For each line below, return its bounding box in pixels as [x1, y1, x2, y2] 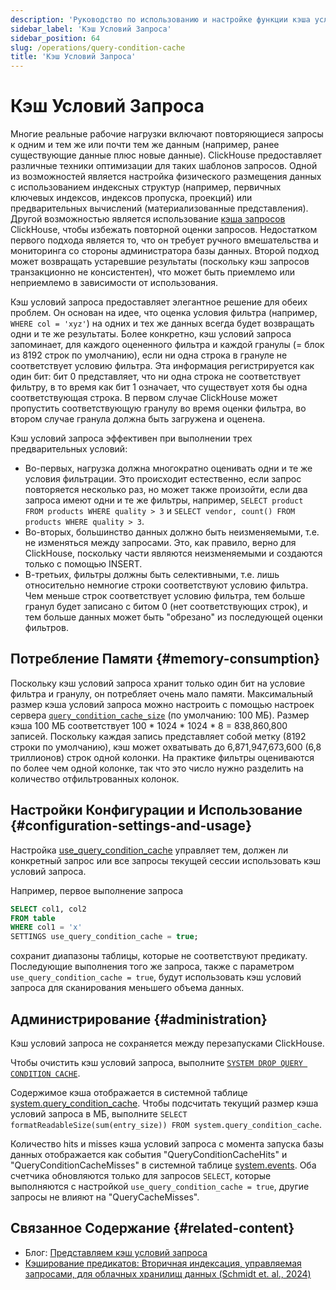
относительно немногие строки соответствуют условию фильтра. [24, 579, 309, 591]
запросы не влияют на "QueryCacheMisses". [10, 1191, 200, 1203]
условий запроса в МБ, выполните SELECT [10, 1108, 188, 1120]
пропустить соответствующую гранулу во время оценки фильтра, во [10, 402, 307, 415]
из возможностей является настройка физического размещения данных [10, 171, 322, 183]
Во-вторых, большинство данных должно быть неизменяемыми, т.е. [24, 526, 320, 538]
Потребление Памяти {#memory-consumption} [10, 651, 321, 668]
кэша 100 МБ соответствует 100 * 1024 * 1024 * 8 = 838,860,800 [10, 719, 288, 731]
